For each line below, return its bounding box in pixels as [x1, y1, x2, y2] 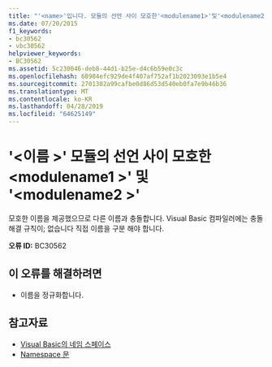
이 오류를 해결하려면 [8, 267, 102, 281]
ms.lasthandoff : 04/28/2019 [8, 102, 104, 110]
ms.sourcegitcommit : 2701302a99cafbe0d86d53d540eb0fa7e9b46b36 [8, 80, 227, 88]
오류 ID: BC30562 [8, 240, 67, 250]
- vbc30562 [8, 42, 45, 50]
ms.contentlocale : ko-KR [8, 95, 93, 103]
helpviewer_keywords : [8, 50, 82, 58]
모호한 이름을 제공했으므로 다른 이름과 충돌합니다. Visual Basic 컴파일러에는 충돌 [8, 213, 264, 223]
